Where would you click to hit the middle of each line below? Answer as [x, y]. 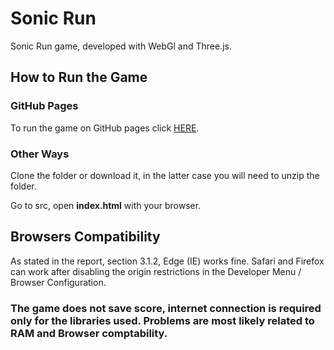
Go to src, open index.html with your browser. [106, 205]
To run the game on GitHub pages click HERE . [105, 128]
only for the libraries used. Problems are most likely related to [162, 320]
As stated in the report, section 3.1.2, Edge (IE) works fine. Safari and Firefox [167, 261]
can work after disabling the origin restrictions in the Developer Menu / [156, 271]
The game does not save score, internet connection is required [166, 308]
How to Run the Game [79, 77]
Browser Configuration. [58, 282]
